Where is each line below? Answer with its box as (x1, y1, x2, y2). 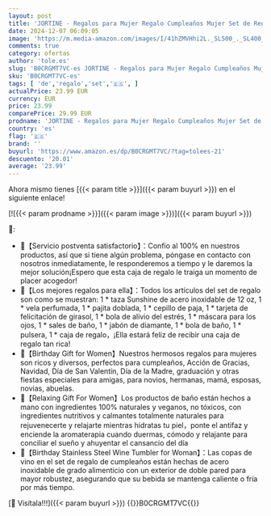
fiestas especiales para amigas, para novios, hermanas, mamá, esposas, (19, 375, 262, 385)
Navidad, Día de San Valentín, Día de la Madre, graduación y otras (19, 366, 240, 376)
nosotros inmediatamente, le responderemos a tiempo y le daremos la (19, 259, 252, 269)
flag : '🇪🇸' (8, 132, 48, 140)
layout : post (8, 11, 52, 20)
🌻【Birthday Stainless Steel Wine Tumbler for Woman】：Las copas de (19, 448, 252, 458)
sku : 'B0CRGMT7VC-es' (8, 72, 81, 80)
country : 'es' (8, 125, 56, 133)
